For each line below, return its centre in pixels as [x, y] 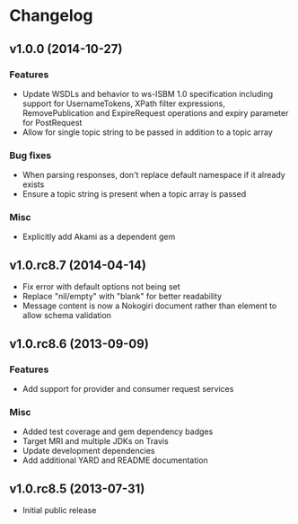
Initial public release [59, 511]
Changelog [51, 16]
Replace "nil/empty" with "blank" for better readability [122, 297]
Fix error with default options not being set [101, 287]
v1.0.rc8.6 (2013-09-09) [79, 344]
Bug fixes [31, 155]
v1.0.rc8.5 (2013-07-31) [77, 488]
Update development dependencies [88, 451]
